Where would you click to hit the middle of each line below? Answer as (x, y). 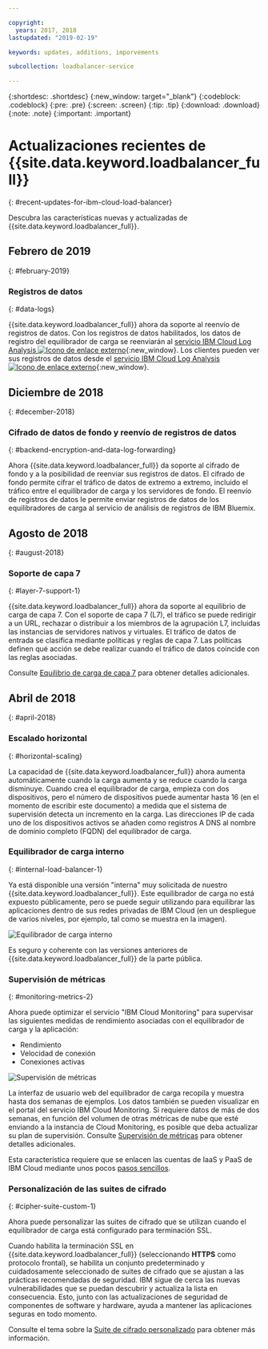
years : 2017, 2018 (46, 30)
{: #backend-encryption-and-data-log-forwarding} (92, 450)
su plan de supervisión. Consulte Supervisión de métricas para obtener (126, 1136)
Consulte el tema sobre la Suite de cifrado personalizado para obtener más (132, 1330)
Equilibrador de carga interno (66, 852)
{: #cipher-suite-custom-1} (52, 1206)
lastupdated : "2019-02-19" (53, 38)
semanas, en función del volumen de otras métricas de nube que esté (123, 1119)
